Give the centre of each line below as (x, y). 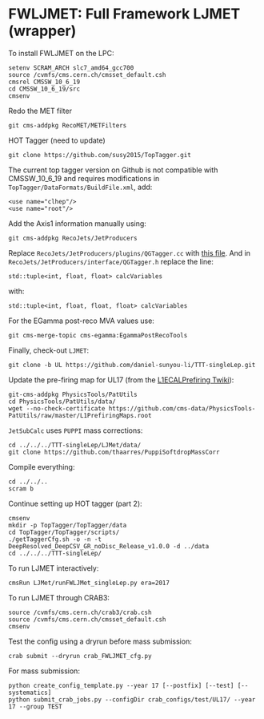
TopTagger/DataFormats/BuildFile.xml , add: (80, 187)
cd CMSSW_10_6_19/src (44, 89)
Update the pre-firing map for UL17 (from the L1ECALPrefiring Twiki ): (121, 380)
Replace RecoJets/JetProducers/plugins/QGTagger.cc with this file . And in (129, 252)
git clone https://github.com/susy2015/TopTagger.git (100, 155)
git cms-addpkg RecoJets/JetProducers (73, 238)
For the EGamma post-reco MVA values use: (81, 321)
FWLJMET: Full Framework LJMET (124, 14)
